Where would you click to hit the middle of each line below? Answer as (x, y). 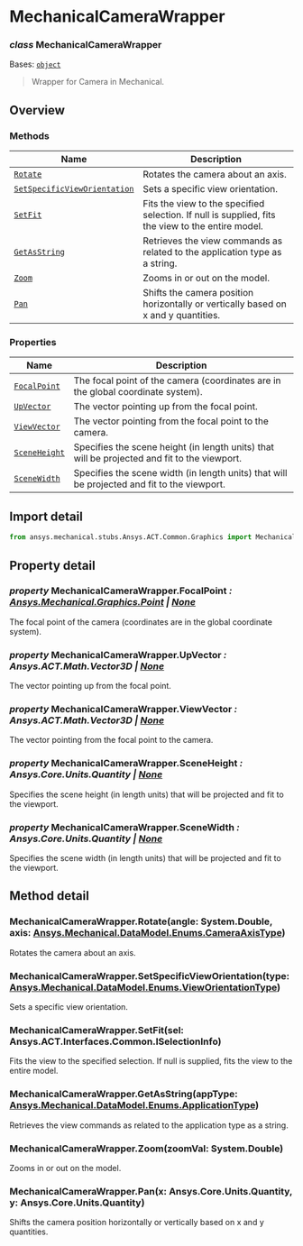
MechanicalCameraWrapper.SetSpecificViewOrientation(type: (150, 976)
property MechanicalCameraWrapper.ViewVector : (124, 710)
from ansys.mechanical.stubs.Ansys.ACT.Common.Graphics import (131, 537)
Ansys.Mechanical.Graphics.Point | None (103, 602)
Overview (37, 110)
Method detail (50, 896)
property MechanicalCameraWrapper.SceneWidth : (125, 827)
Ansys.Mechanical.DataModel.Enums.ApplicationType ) (134, 1105)
